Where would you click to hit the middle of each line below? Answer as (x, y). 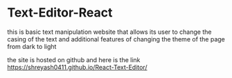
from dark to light (32, 46)
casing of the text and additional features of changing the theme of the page (116, 39)
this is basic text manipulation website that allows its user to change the (109, 32)
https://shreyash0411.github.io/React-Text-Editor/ (77, 67)
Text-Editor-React (60, 13)
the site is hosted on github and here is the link (74, 59)
